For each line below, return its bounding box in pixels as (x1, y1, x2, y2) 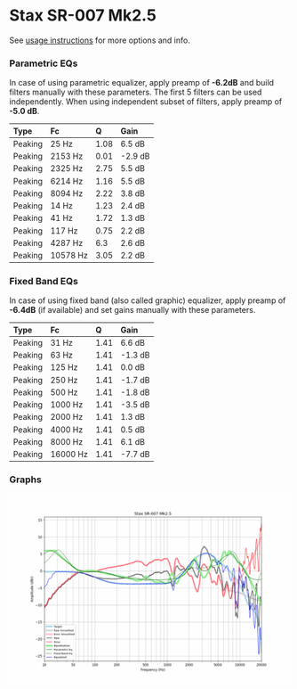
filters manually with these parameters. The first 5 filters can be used (9, 86, 262, 98)
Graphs (9, 473, 42, 486)
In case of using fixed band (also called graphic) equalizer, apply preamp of (9, 295, 286, 306)
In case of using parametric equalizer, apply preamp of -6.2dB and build (9, 78, 274, 88)
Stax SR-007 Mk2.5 (9, 5, 157, 26)
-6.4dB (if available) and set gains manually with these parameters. (9, 305, 256, 316)
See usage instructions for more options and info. (9, 35, 191, 45)
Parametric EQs (9, 57, 78, 70)
